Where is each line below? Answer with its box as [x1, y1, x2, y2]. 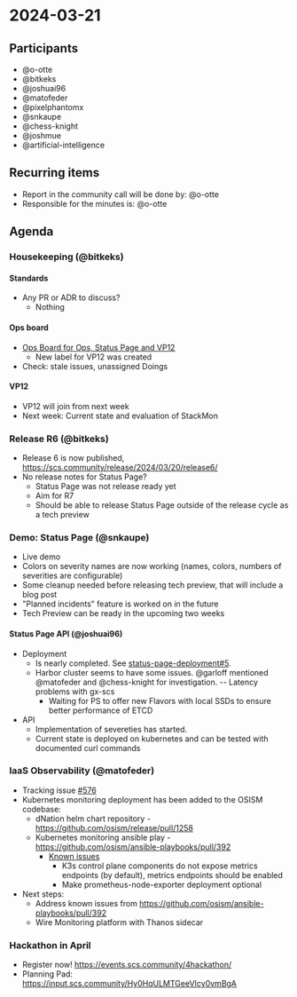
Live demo [21, 551, 61, 562]
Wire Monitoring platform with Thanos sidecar [35, 916, 204, 928]
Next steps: [21, 889, 65, 899]
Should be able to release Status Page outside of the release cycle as [35, 500, 289, 510]
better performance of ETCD [48, 705, 153, 716]
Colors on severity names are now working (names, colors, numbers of [21, 561, 282, 572]
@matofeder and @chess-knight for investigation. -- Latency [35, 677, 259, 687]
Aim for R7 [35, 490, 74, 502]
